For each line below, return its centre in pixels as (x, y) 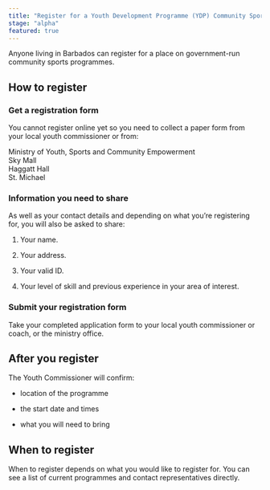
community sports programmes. (61, 62)
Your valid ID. (42, 271)
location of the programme (64, 394)
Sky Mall (22, 161)
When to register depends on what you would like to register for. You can (129, 469)
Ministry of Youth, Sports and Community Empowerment (102, 152)
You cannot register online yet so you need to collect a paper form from (127, 128)
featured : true (34, 31)
